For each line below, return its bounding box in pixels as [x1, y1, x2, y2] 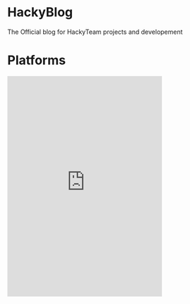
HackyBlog [7, 4, 73, 20]
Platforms [7, 52, 66, 68]
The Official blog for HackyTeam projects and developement [7, 28, 183, 36]
